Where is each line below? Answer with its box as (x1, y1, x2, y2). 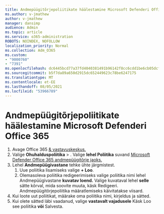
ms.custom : (5, 52, 27, 58)
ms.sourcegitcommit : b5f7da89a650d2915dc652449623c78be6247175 (5, 71, 137, 76)
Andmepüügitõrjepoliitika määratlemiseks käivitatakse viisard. (19, 188, 144, 194)
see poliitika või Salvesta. (12, 203, 63, 210)
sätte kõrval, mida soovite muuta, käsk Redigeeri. (19, 183, 119, 189)
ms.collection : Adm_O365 (5, 48, 56, 53)
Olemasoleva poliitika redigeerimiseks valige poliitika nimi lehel (19, 173, 146, 178)
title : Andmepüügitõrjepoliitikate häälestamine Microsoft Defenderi (5, 7, 150, 12)
